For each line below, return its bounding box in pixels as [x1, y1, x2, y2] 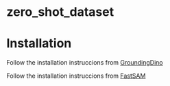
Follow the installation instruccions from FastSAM [6, 72, 146, 80]
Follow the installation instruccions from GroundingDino [6, 58, 163, 67]
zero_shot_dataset [6, 4, 114, 20]
